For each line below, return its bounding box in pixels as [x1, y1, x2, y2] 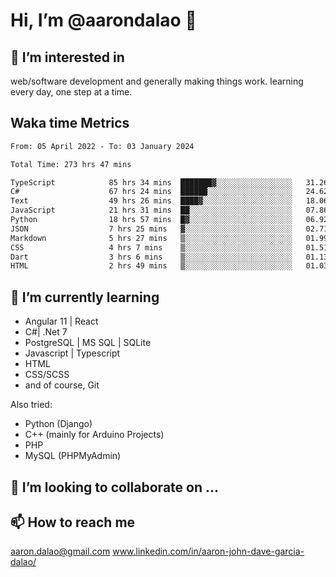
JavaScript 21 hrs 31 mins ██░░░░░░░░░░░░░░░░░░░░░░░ [10, 205, 293, 216]
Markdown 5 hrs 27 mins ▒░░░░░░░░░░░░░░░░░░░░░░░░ [10, 233, 293, 243]
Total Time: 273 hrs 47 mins [10, 159, 132, 169]
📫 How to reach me [10, 514, 136, 531]
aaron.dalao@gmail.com [10, 545, 111, 558]
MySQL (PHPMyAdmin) [24, 450, 122, 462]
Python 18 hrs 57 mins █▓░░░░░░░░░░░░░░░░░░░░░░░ [10, 215, 293, 225]
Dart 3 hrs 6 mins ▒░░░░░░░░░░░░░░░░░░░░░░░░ [10, 252, 293, 262]
